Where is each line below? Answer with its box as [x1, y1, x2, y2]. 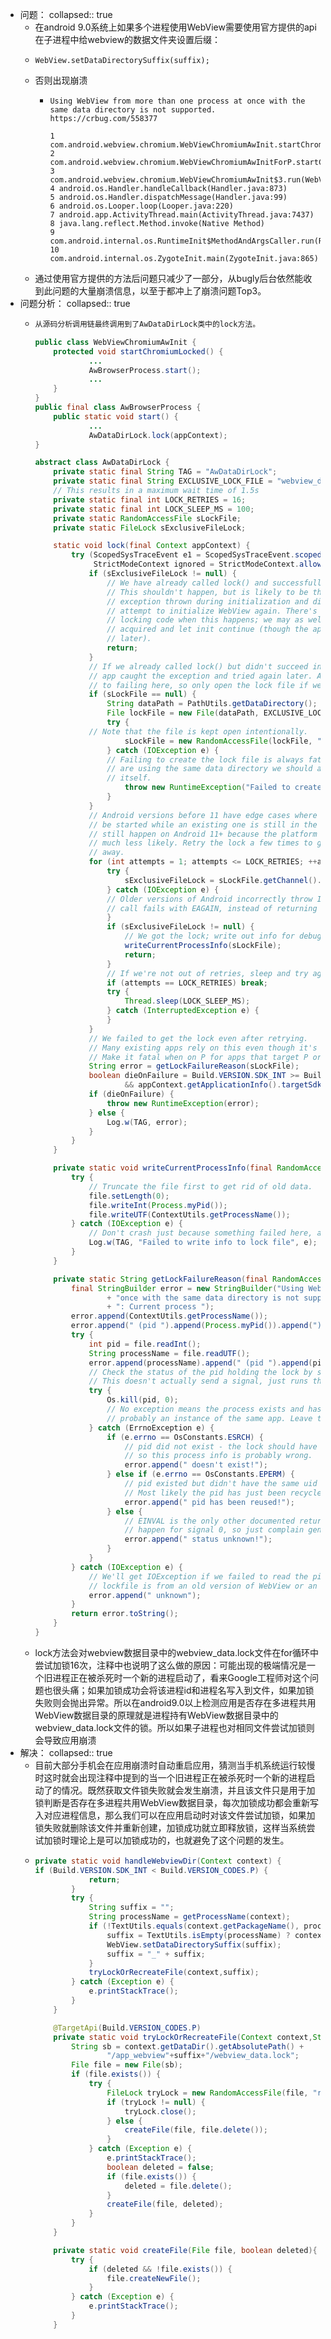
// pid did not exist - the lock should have [124, 1441, 318, 1452]
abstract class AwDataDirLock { [34, 458, 170, 468]
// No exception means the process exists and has [106, 1404, 322, 1414]
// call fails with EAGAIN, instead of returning [106, 903, 318, 913]
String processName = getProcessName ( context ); [88, 1912, 291, 1922]
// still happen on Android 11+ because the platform [88, 829, 318, 839]
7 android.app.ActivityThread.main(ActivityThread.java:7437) [49, 210, 315, 220]
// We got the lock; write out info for [124, 931, 295, 942]
